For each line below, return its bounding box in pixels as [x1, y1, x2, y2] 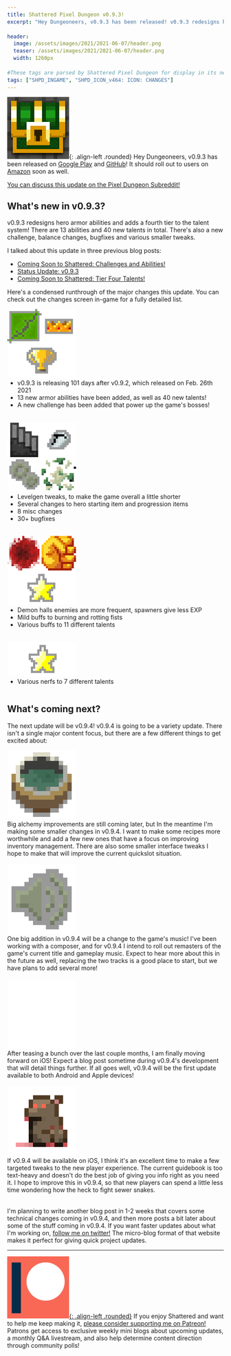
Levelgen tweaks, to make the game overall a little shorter [16, 492, 181, 500]
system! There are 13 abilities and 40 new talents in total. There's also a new [7, 226, 223, 234]
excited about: [7, 736, 48, 745]
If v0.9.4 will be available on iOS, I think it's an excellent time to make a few [7, 1157, 220, 1165]
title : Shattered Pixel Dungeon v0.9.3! [7, 11, 125, 18]
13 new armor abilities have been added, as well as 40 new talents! [16, 394, 207, 402]
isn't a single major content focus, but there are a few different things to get [7, 729, 221, 737]
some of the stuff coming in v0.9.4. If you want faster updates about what [7, 1222, 216, 1230]
